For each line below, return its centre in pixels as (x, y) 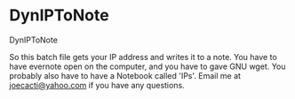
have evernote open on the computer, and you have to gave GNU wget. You (147, 66)
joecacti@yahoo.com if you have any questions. (97, 85)
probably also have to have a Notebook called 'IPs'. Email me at (125, 75)
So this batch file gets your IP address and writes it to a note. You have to (143, 57)
